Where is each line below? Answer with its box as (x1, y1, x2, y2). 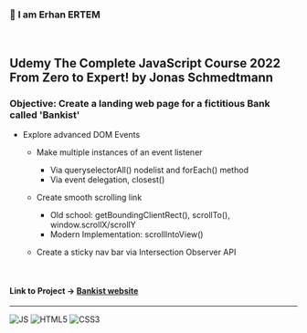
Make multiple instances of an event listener (36, 146, 203, 158)
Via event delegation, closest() (49, 173, 165, 185)
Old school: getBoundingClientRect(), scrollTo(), (49, 209, 231, 220)
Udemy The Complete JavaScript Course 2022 (9, 55, 281, 71)
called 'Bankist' (9, 109, 80, 121)
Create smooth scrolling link (36, 192, 143, 203)
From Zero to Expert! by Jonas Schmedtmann (9, 69, 274, 85)
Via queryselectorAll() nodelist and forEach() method (49, 164, 249, 175)
